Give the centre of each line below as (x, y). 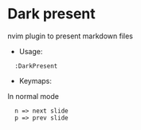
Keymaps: (35, 81)
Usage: (31, 51)
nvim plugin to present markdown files (70, 36)
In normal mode (33, 96)
